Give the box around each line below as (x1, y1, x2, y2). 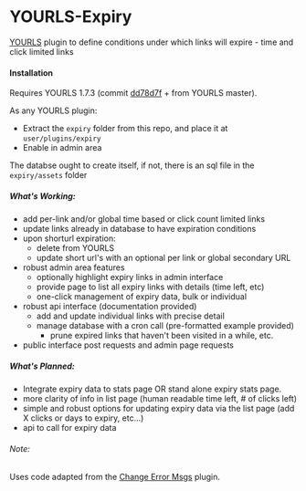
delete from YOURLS (36, 243, 115, 254)
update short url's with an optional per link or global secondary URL (36, 253, 291, 264)
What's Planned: (9, 360, 75, 371)
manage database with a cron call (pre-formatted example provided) (36, 320, 295, 331)
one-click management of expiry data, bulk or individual (36, 291, 248, 302)
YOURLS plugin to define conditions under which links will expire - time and (9, 37, 294, 47)
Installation (9, 67, 53, 78)
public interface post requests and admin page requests (22, 340, 235, 350)
